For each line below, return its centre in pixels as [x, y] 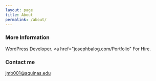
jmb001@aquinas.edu [28, 73]
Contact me [20, 62]
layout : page [19, 10]
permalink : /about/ [26, 19]
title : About [19, 15]
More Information [27, 37]
